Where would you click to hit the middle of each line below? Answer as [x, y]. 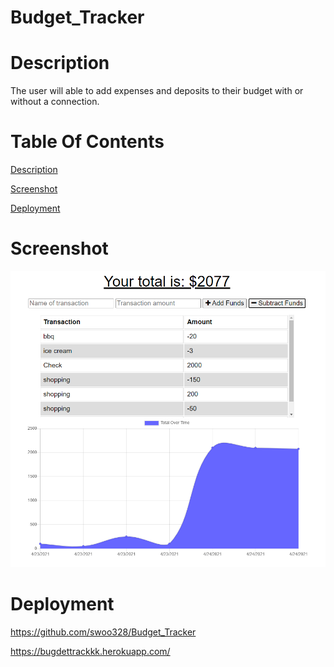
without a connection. [55, 102]
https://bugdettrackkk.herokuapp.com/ [90, 651]
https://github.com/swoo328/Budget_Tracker [103, 632]
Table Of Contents [87, 142]
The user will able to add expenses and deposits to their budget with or [157, 91]
